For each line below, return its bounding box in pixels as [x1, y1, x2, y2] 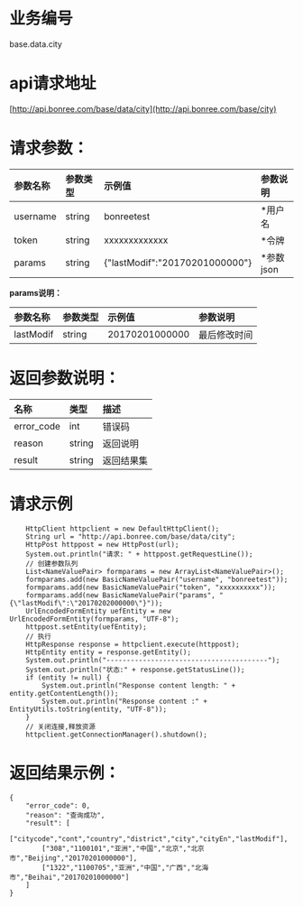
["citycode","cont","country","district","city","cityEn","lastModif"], [9, 834, 289, 844]
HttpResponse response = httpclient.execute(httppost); [25, 640, 241, 649]
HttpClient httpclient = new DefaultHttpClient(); [25, 524, 220, 533]
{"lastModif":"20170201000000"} [103, 256, 252, 269]
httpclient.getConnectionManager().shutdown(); [25, 730, 207, 739]
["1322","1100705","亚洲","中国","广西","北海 [41, 863, 209, 872]
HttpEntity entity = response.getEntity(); [25, 647, 192, 657]
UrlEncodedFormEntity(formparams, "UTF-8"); [9, 615, 179, 624]
